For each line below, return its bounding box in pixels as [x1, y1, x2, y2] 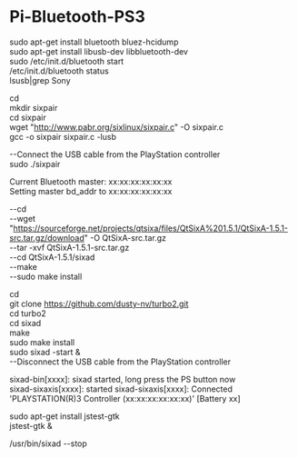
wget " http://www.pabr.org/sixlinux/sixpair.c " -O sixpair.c [9, 121, 224, 133]
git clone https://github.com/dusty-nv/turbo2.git [9, 298, 189, 309]
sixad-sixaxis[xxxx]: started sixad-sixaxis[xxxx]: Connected [9, 383, 233, 394]
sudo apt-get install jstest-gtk [9, 411, 120, 422]
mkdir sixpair [9, 102, 58, 113]
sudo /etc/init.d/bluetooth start [9, 55, 124, 66]
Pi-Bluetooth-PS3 [9, 6, 145, 27]
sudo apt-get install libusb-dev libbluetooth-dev [9, 45, 189, 56]
